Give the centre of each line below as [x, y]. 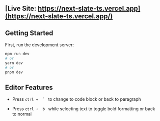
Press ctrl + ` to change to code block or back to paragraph [77, 99]
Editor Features [29, 87]
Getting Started [29, 33]
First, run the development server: [40, 45]
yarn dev [14, 63]
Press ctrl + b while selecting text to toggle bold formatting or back [84, 109]
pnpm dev [14, 72]
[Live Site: [21, 9]
